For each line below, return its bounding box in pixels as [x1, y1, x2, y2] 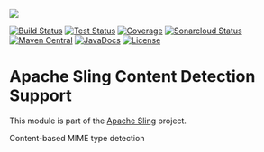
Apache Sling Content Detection [9, 67, 256, 87]
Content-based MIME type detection [9, 132, 145, 143]
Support [9, 85, 72, 106]
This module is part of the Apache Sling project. [9, 115, 187, 126]
